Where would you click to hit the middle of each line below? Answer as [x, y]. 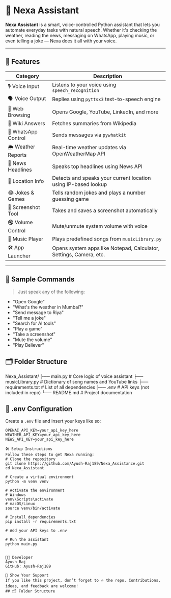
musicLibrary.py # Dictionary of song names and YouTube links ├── [77, 382]
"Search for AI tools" [34, 323]
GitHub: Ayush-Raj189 [28, 566]
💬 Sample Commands [40, 280]
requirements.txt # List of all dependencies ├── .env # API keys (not [77, 387]
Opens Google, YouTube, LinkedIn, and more [105, 112]
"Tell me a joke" [29, 318]
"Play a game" [28, 328]
